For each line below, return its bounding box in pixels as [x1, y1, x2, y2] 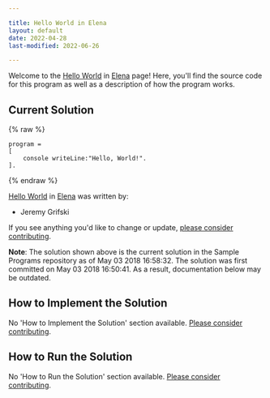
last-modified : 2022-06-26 [8, 41, 100, 49]
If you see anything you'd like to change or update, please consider [8, 223, 234, 233]
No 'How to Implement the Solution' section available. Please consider [8, 318, 243, 327]
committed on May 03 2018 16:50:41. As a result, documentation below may [8, 264, 262, 274]
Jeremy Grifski [19, 208, 70, 217]
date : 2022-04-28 [8, 34, 67, 42]
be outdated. [8, 273, 51, 283]
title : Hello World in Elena [8, 19, 107, 27]
